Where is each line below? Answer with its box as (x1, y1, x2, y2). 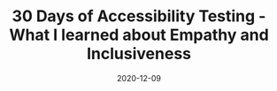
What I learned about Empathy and (9, 25, 269, 45)
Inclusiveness (86, 44, 192, 64)
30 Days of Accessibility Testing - (12, 6, 266, 27)
